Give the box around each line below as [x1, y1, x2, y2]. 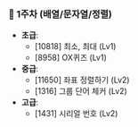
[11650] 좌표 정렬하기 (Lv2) [34, 74, 130, 86]
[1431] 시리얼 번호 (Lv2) [34, 108, 118, 119]
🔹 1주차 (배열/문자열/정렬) [8, 7, 113, 20]
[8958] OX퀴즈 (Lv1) [34, 52, 108, 63]
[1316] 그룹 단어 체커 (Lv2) [34, 86, 128, 97]
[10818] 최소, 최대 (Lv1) [34, 41, 117, 52]
